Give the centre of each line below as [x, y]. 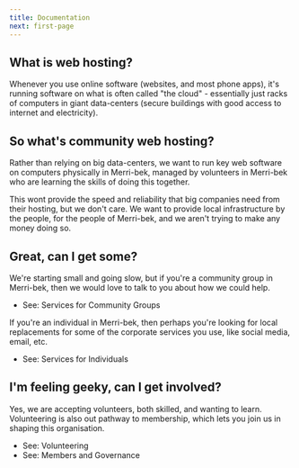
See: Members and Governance [81, 454]
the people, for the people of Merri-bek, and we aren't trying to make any [145, 219]
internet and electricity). [54, 112]
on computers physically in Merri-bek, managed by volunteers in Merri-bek [149, 173]
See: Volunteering [55, 445]
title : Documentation [50, 18]
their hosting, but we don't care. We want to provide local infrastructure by [147, 209]
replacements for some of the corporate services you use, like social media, [149, 332]
